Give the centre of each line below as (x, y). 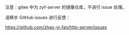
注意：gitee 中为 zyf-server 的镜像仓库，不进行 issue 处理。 (66, 7)
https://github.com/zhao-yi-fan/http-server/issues (56, 27)
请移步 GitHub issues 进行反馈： (38, 17)
